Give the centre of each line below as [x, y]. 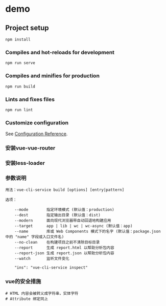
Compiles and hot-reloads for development [60, 52]
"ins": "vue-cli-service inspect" [51, 268]
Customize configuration [37, 122]
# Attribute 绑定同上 [27, 299]
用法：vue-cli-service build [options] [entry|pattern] [65, 190]
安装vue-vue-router [30, 148]
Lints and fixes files [30, 99]
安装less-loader [25, 163]
